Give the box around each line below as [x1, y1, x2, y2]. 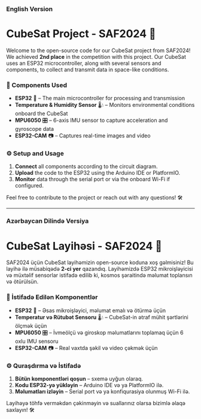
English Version [6, 5, 53, 13]
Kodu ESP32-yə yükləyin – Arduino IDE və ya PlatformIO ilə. [14, 381, 164, 388]
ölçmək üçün [14, 322, 47, 329]
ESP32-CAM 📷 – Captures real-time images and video [14, 132, 151, 139]
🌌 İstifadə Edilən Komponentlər [6, 293, 98, 301]
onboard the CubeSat [14, 110, 68, 117]
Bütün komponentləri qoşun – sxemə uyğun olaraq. [14, 375, 144, 382]
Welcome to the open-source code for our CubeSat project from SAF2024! [6, 47, 191, 54]
